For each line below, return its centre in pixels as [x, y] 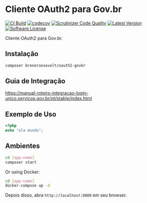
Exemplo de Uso [31, 114]
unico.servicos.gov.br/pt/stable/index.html [49, 98]
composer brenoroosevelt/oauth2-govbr [45, 65]
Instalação [22, 54]
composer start [21, 162]
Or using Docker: [23, 172]
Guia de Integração [35, 81]
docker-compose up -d [28, 186]
